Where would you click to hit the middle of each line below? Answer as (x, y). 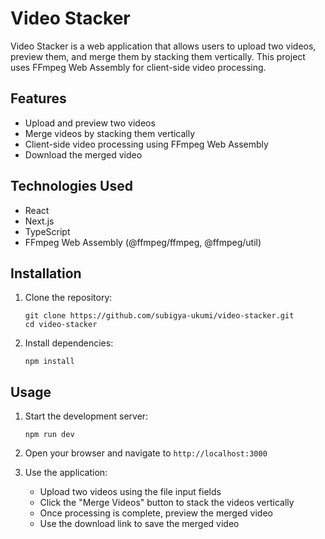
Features (38, 98)
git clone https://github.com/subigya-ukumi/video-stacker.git (159, 316)
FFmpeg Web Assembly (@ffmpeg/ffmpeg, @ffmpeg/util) (143, 242)
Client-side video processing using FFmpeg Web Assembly (146, 144)
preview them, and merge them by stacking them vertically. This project (158, 56)
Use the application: (66, 473)
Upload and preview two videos (90, 123)
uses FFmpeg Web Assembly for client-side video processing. (138, 67)
